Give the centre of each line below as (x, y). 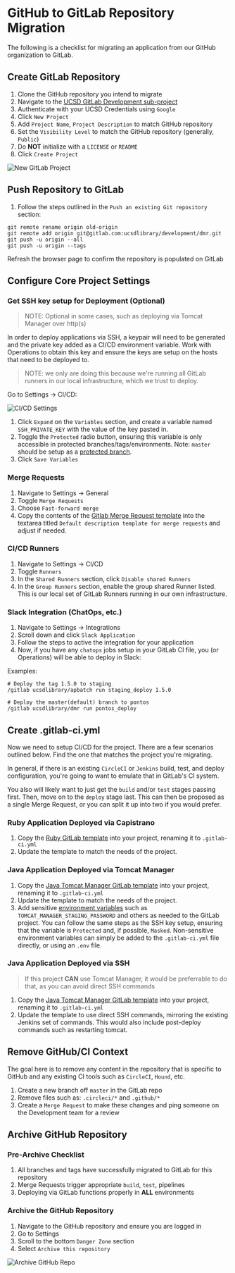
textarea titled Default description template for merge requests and (119, 523)
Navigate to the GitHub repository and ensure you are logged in (109, 1226)
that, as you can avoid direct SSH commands (90, 986)
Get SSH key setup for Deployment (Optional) (86, 301)
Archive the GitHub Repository (61, 1211)
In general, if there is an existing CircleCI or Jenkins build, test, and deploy (116, 768)
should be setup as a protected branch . (75, 452)
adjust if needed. (42, 530)
